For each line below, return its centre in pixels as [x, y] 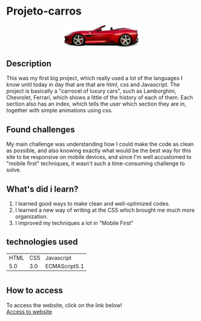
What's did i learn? [42, 189]
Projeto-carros [44, 11]
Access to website [29, 311]
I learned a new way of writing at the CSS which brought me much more [105, 210]
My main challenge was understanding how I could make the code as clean [100, 144]
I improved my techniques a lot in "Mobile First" [74, 223]
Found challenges [41, 130]
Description [29, 63]
